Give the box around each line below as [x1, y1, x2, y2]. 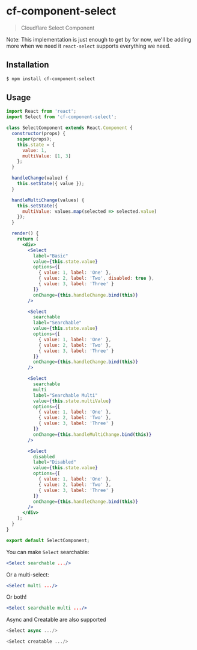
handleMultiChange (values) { [11, 197, 85, 203]
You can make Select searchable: [6, 548, 89, 555]
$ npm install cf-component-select [6, 75, 95, 82]
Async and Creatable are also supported [6, 616, 106, 623]
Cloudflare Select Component [20, 24, 95, 31]
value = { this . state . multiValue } [32, 398, 112, 404]
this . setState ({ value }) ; [17, 181, 85, 187]
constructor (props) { [11, 131, 66, 137]
